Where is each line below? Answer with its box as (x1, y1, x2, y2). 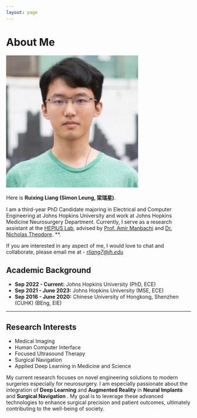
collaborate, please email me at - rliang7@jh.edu (6, 248, 124, 255)
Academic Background (6, 265, 91, 275)
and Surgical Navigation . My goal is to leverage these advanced (6, 393, 164, 400)
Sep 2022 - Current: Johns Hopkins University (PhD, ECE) (14, 281, 157, 288)
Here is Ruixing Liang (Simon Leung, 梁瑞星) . (6, 194, 116, 201)
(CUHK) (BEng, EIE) (14, 299, 62, 306)
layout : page (6, 9, 38, 15)
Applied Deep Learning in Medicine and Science (14, 363, 131, 370)
